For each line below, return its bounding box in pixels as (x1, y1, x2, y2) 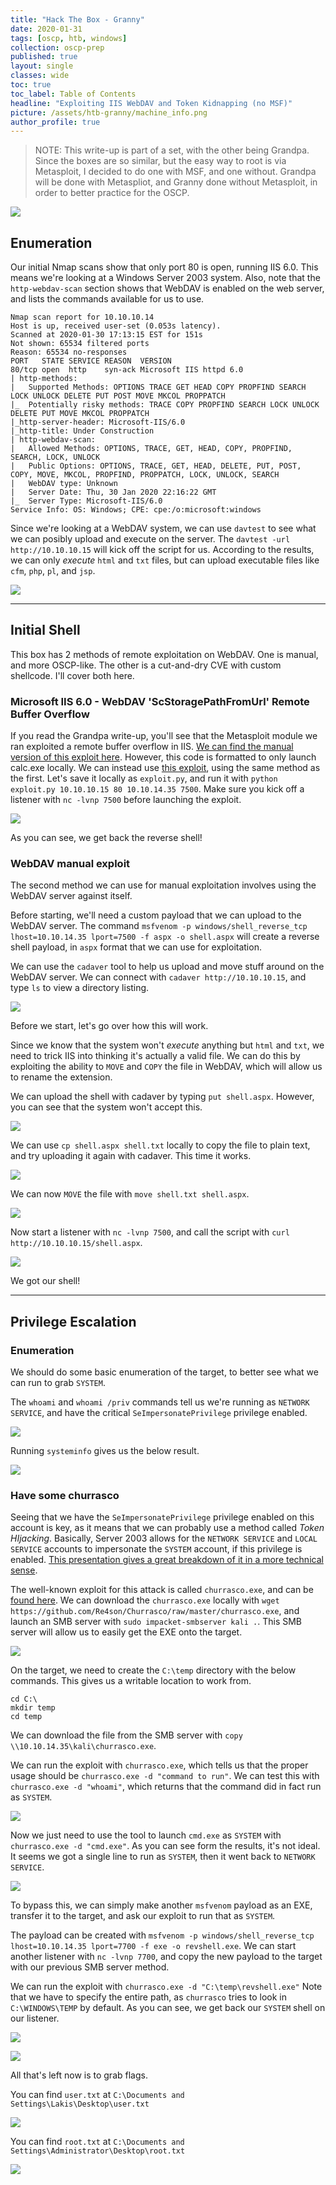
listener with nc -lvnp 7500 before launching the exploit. (10, 794, 242, 806)
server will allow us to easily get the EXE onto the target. (10, 1626, 243, 1638)
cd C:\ (10, 1694, 38, 1705)
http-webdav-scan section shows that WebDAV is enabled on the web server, (10, 282, 325, 295)
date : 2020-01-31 (10, 24, 83, 34)
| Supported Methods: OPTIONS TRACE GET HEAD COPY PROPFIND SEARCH (10, 382, 307, 393)
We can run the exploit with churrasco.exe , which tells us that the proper (10, 1759, 309, 1771)
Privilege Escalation (10, 1313, 137, 1330)
